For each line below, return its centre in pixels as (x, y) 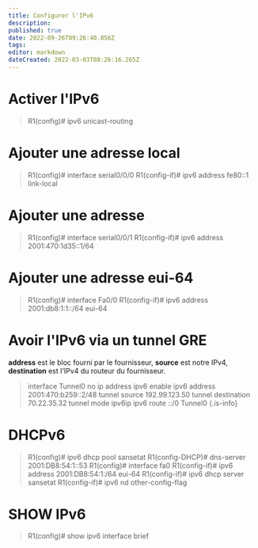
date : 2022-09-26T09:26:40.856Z (61, 38)
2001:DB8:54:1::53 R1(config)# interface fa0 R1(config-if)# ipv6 (130, 466)
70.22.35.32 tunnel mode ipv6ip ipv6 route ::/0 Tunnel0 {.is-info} (133, 403)
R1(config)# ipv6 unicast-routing (80, 121)
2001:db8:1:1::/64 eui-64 (67, 308)
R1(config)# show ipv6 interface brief (88, 536)
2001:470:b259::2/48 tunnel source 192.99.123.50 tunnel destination (139, 394)
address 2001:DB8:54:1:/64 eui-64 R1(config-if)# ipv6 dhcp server (136, 473)
